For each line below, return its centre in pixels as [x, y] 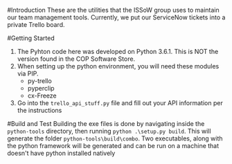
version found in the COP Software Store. [76, 59]
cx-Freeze [42, 95]
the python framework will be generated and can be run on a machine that [113, 146]
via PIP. [28, 73]
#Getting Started [31, 38]
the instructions [39, 110]
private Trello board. [36, 25]
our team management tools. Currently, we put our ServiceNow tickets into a [116, 17]
